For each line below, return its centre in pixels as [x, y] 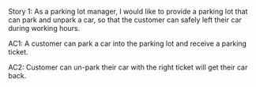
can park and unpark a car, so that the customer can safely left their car [125, 20]
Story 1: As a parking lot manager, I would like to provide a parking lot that [128, 11]
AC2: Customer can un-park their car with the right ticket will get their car [128, 67]
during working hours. [44, 28]
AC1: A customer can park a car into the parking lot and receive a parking [128, 43]
